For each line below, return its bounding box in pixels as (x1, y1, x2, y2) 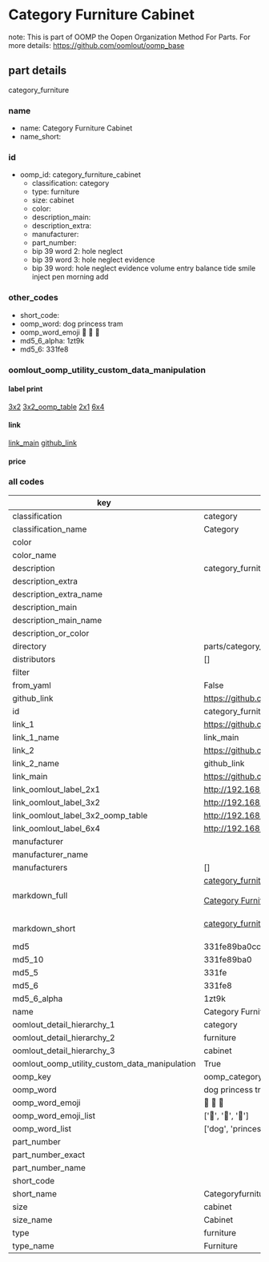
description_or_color (12, 627, 90, 638)
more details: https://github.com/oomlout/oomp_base (8, 40, 185, 50)
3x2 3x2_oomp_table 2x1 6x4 (8, 402, 105, 412)
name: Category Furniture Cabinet (19, 123, 133, 133)
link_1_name (12, 731, 60, 742)
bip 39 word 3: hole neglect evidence (31, 255, 155, 265)
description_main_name (12, 614, 102, 625)
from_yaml (12, 679, 52, 690)
